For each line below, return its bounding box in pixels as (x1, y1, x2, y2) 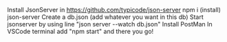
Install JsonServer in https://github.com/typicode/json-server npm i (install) (7, 6, 221, 14)
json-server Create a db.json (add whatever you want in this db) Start (7, 13, 204, 21)
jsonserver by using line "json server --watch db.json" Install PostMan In (7, 20, 213, 28)
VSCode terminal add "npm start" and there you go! (7, 27, 154, 35)
